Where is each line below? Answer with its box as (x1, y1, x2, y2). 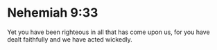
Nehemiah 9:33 (7, 5, 98, 21)
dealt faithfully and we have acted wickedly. (7, 35, 133, 43)
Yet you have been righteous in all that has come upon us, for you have (7, 28, 210, 36)
